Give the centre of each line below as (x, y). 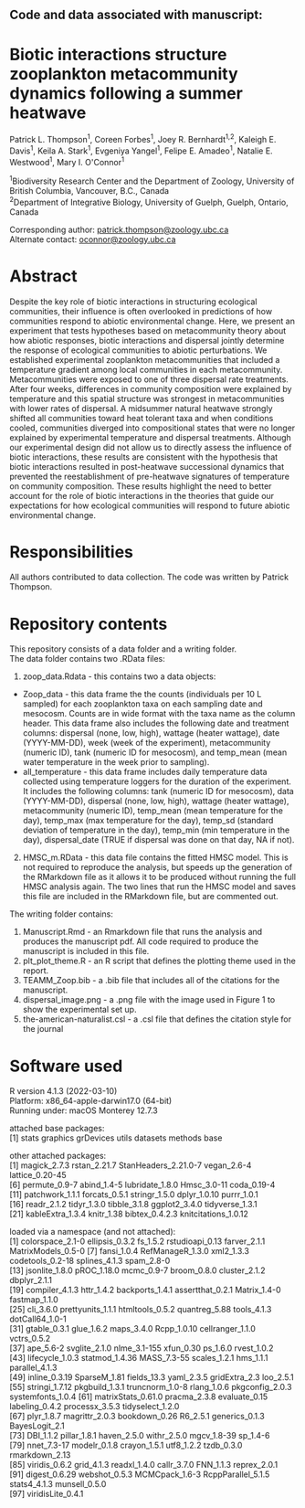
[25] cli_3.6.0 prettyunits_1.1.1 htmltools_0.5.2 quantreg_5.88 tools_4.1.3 (141, 1310)
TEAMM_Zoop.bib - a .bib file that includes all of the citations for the (151, 981)
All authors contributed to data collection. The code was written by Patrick (149, 577)
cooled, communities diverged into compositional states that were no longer (152, 428)
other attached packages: (58, 1156)
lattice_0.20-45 (38, 1175)
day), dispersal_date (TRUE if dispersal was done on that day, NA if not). (158, 840)
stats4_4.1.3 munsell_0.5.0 (58, 1484)
